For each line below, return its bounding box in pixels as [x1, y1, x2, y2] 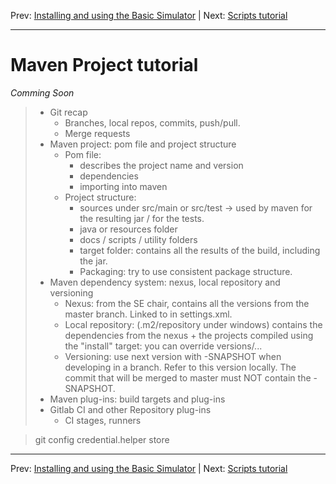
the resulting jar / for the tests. [79, 212, 205, 224]
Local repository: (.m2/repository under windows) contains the [64, 318, 323, 330]
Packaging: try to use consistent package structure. [79, 265, 293, 277]
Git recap [49, 106, 88, 118]
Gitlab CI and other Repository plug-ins [49, 403, 212, 415]
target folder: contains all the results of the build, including [79, 244, 321, 256]
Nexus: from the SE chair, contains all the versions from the [64, 297, 310, 309]
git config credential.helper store [34, 433, 170, 445]
